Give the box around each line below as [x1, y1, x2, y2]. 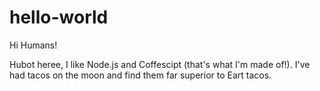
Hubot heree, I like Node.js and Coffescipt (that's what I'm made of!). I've [9, 58, 311, 70]
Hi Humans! [9, 39, 58, 51]
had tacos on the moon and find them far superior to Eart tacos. [9, 69, 272, 81]
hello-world [9, 6, 109, 29]
